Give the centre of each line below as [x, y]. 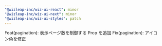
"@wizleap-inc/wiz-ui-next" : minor [41, 14]
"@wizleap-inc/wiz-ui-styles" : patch [43, 18]
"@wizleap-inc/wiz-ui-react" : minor [42, 9]
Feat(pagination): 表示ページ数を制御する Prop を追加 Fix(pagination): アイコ [81, 33]
